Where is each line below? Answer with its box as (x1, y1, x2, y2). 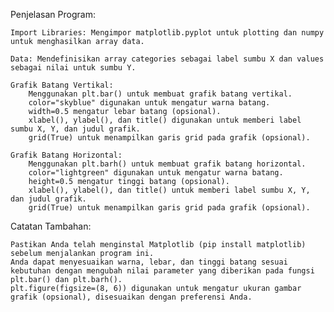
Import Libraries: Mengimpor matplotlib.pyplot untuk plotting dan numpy (10, 28, 325, 38)
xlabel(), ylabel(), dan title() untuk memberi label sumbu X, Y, (28, 185, 311, 195)
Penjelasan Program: (10, 9, 96, 20)
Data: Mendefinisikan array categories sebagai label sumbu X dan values (10, 54, 325, 64)
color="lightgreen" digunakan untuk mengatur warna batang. (28, 168, 284, 178)
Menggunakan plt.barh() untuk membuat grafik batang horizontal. (28, 159, 307, 169)
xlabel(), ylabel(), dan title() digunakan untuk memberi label (28, 115, 302, 125)
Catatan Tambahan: (10, 220, 92, 232)
